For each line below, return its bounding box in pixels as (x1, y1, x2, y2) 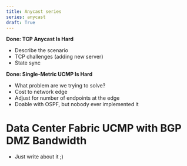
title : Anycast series (6, 8, 62, 15)
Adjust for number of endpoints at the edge (14, 94, 120, 101)
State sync (14, 59, 41, 66)
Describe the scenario (14, 47, 69, 54)
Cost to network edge (14, 89, 68, 96)
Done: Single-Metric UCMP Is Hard (6, 71, 93, 78)
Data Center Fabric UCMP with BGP (6, 121, 182, 135)
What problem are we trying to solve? (14, 82, 106, 89)
